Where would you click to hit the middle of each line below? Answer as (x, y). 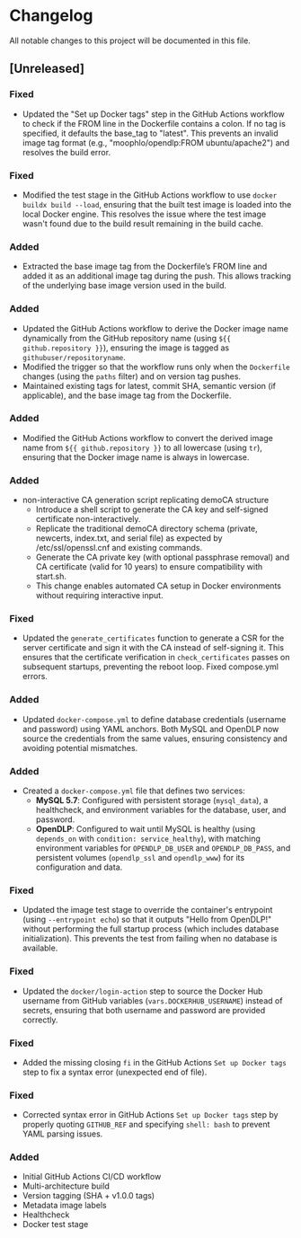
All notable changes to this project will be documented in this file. (130, 40)
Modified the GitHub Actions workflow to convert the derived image (148, 438)
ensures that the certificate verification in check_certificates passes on (156, 658)
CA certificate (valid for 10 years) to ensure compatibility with (149, 567)
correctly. (40, 1020)
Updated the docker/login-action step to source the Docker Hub (142, 991)
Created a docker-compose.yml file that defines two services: (133, 791)
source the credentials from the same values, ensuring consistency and (155, 738)
